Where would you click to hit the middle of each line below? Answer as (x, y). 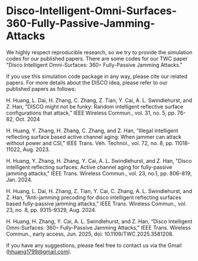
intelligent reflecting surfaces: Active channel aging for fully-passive (89, 167)
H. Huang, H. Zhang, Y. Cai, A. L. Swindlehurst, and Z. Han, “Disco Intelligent (99, 221)
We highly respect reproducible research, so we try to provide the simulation (99, 52)
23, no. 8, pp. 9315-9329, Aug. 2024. (51, 210)
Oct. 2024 (28, 119)
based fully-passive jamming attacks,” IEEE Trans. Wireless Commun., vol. (97, 203)
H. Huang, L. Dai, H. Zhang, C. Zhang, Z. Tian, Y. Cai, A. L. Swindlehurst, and (99, 100)
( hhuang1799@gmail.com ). (39, 252)
